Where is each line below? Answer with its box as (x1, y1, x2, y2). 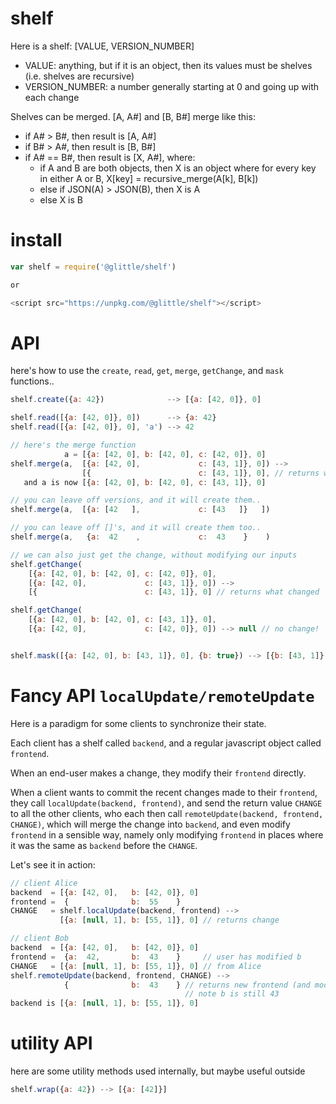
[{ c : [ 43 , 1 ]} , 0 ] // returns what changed (28, 587, 320, 597)
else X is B (39, 193, 84, 206)
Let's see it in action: (10, 858, 96, 871)
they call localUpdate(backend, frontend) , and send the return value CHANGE (10, 797, 323, 809)
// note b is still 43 (184, 989, 280, 999)
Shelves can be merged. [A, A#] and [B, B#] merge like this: (10, 110, 256, 122)
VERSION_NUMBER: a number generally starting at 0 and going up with (24, 80, 320, 92)
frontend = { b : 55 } (10, 897, 182, 907)
